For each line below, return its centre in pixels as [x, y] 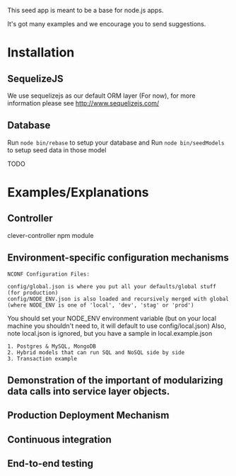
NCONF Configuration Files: [49, 274]
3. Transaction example [42, 358]
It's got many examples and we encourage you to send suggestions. [107, 24]
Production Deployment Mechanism [88, 415]
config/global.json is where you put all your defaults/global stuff [112, 286]
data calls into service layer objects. [89, 391]
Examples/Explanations [78, 192]
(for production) [33, 293]
